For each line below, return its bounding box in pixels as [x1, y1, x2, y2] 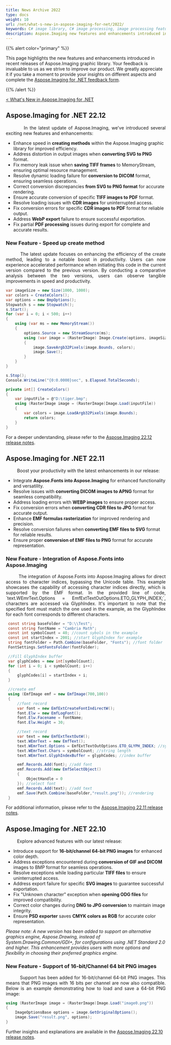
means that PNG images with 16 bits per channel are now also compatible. [6, 980, 166, 986]
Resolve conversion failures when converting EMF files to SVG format [13, 526, 160, 533]
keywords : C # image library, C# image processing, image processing [6, 27, 154, 32]
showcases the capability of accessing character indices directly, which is [6, 584, 166, 590]
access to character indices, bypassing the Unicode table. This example [6, 579, 166, 585]
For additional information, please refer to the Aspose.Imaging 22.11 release [6, 804, 163, 811]
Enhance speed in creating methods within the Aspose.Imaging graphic [13, 140, 164, 146]
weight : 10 [6, 17, 29, 22]
